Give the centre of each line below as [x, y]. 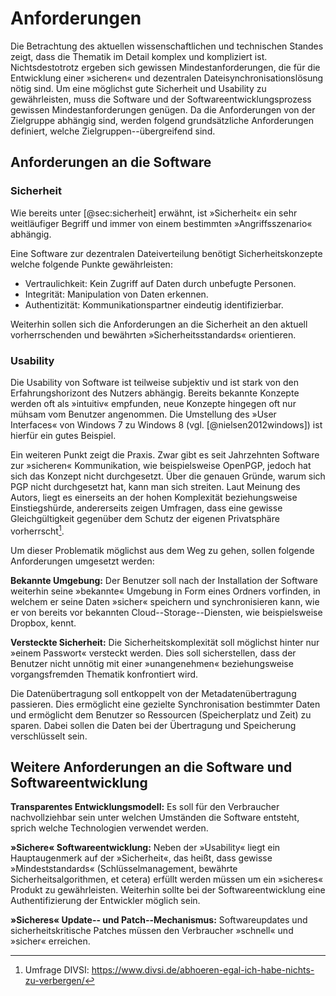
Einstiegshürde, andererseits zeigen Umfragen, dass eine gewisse [146, 508]
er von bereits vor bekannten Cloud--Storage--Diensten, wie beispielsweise [166, 612]
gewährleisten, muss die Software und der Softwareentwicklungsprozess [161, 99]
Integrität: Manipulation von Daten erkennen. [116, 294]
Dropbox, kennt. [43, 623]
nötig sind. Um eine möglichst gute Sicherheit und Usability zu [138, 88]
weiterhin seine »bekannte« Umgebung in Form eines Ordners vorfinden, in [165, 591]
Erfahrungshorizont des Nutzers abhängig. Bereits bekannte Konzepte [155, 393]
